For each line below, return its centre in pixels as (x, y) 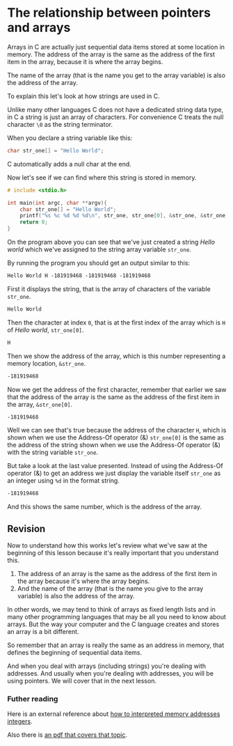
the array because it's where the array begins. (83, 581)
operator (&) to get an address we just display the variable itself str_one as (114, 473)
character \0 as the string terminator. (60, 124)
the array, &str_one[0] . (40, 404)
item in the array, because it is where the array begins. (85, 61)
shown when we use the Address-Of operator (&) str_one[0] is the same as (116, 437)
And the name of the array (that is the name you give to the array (110, 589)
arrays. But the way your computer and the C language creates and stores (113, 624)
